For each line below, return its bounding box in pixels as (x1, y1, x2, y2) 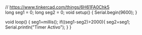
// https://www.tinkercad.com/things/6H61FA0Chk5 (5, 4, 110, 10)
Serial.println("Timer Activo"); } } (5, 24, 72, 30)
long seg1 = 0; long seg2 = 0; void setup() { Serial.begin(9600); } (5, 9, 138, 15)
